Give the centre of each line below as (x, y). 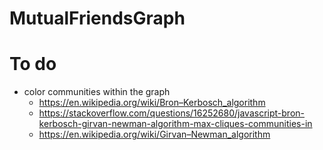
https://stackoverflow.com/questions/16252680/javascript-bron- (172, 113)
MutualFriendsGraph (97, 18)
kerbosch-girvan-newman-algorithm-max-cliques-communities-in (175, 124)
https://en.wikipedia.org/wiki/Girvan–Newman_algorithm (154, 134)
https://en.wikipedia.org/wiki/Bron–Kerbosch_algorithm (152, 103)
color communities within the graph (97, 92)
